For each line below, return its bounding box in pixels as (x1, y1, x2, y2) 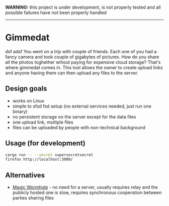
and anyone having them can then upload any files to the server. (5, 70, 138, 76)
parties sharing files (12, 195, 54, 201)
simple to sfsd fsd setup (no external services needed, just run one (12, 103, 152, 109)
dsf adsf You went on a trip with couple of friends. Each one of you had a (5, 48, 157, 54)
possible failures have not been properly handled (5, 10, 107, 16)
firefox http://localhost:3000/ (5, 157, 73, 162)
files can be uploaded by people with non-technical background (12, 124, 146, 130)
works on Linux (12, 97, 44, 104)
